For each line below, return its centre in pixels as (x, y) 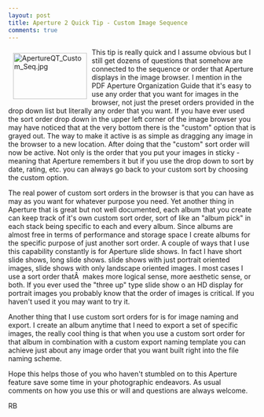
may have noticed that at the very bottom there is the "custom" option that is (132, 127)
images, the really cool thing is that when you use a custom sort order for (126, 334)
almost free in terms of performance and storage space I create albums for (129, 235)
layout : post (29, 15)
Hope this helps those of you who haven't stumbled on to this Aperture (123, 374)
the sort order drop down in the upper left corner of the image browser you (130, 120)
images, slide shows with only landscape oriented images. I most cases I (126, 268)
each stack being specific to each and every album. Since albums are (121, 227)
